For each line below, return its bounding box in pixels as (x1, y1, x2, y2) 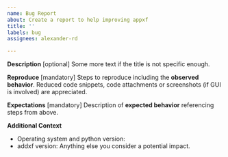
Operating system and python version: (16, 134, 125, 143)
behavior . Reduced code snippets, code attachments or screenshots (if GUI (7, 81, 221, 89)
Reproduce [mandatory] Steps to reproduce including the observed (7, 73, 199, 82)
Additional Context (7, 122, 62, 130)
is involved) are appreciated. (7, 88, 88, 96)
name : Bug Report (7, 10, 57, 17)
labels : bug (7, 29, 41, 36)
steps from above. (7, 109, 59, 117)
